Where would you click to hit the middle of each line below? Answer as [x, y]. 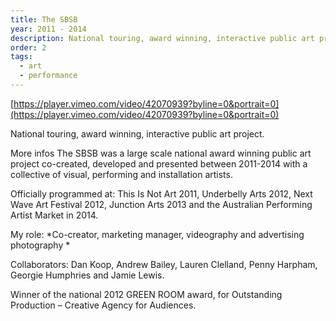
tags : [21, 57]
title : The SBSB [44, 19]
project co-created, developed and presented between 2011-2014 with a [159, 163]
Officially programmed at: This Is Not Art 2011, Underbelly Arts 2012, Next [161, 193]
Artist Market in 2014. [54, 215]
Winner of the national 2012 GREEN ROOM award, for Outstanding [146, 294]
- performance [48, 76]
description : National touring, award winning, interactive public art [162, 38]
